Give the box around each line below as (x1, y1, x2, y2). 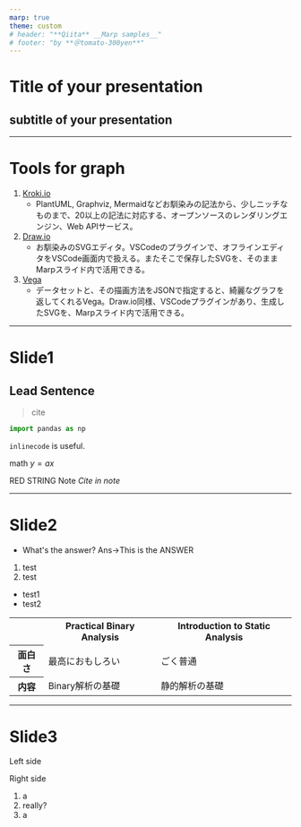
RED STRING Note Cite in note (9, 476, 121, 487)
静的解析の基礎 (160, 680, 224, 693)
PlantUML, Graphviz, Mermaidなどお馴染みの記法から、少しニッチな (35, 199, 288, 210)
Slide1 (9, 348, 54, 368)
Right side (9, 773, 47, 784)
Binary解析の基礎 (47, 680, 121, 693)
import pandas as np (9, 425, 87, 434)
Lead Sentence (9, 383, 96, 399)
